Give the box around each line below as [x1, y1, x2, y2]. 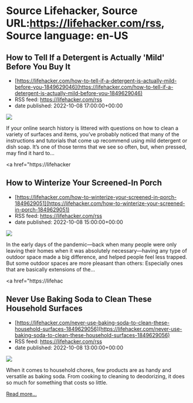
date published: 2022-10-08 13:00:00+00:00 [14, 344, 123, 351]
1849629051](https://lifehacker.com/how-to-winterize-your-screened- [14, 200, 185, 207]
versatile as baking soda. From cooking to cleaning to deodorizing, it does [6, 372, 185, 380]
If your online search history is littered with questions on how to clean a [6, 125, 179, 132]
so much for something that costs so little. [6, 379, 108, 386]
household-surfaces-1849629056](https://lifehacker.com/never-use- [14, 325, 182, 333]
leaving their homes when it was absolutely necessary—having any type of [6, 247, 188, 254]
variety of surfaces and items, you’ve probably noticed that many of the [6, 131, 180, 137]
